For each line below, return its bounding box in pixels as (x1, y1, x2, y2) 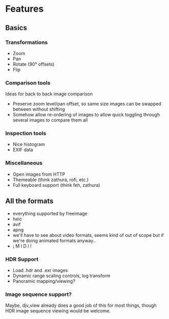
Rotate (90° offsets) (12, 61, 55, 67)
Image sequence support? (5, 290, 72, 298)
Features (5, 3, 44, 15)
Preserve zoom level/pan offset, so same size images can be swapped (12, 101, 162, 107)
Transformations (5, 39, 48, 46)
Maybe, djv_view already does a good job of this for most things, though (5, 302, 157, 309)
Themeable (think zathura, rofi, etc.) (12, 177, 89, 183)
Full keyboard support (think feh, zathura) (12, 182, 101, 188)
